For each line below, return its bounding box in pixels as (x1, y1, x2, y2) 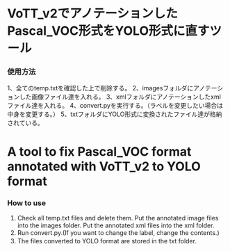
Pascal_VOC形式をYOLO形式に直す (7, 23, 210, 39)
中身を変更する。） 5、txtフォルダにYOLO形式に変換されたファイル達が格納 (7, 110, 222, 118)
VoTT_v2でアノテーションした (7, 6, 179, 22)
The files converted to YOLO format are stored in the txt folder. (17, 236, 197, 245)
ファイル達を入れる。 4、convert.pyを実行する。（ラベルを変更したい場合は (7, 102, 224, 110)
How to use (7, 198, 47, 208)
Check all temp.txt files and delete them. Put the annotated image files (17, 213, 219, 222)
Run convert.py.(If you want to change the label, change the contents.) (17, 228, 220, 236)
